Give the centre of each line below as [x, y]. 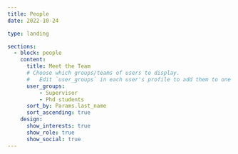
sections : [22, 46]
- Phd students [61, 99]
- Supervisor [58, 93]
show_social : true [53, 139]
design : [31, 119]
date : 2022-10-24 [33, 21]
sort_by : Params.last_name [66, 106]
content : [33, 60]
